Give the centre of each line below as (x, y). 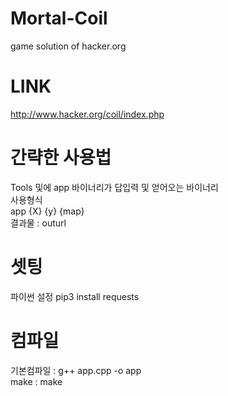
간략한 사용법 (61, 158)
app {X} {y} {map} (47, 211)
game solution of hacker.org (68, 46)
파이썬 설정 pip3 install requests (75, 296)
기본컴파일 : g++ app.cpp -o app (76, 370)
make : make (36, 381)
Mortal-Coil (59, 18)
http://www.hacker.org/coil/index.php (87, 114)
